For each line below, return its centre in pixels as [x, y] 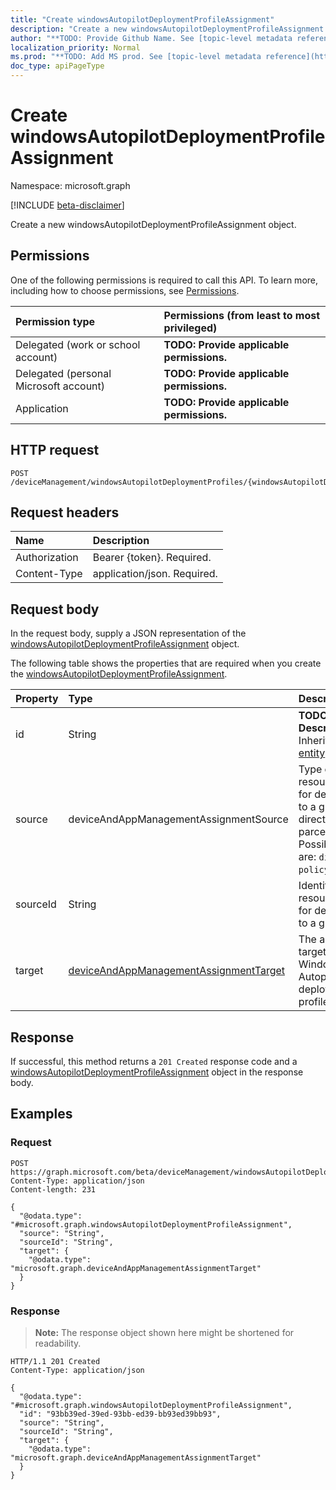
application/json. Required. [155, 574]
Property [37, 699]
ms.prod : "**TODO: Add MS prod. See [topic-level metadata [136, 57]
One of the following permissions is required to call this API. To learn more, [164, 280]
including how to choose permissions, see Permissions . [125, 290]
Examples [41, 1114]
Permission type [55, 321]
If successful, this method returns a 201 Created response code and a [154, 1061]
